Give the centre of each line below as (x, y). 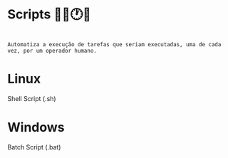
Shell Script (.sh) (32, 98)
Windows (36, 128)
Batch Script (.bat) (34, 147)
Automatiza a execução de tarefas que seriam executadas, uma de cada (114, 44)
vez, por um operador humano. (52, 51)
